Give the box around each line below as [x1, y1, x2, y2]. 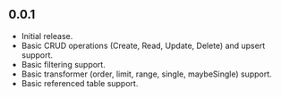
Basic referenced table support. [21, 77, 139, 88]
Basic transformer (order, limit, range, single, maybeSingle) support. [21, 69, 272, 79]
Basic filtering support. [21, 59, 106, 69]
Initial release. [21, 30, 73, 41]
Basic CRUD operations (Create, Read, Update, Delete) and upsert [21, 40, 266, 51]
